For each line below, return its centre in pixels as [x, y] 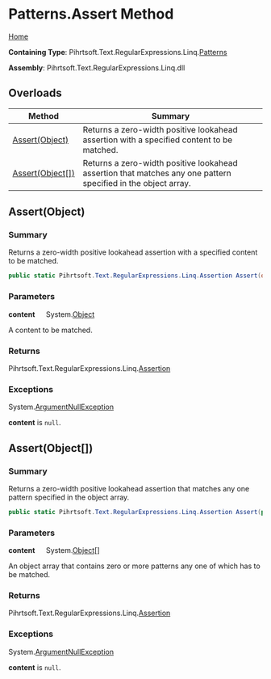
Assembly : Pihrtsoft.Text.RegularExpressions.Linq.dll [97, 67]
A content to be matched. [50, 330]
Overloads [35, 93]
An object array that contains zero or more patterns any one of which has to [134, 566]
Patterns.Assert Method [91, 14]
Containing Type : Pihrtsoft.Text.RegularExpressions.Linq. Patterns [118, 52]
